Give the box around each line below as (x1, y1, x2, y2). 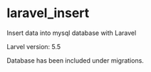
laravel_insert (6, 5, 90, 21)
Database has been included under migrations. (6, 56, 144, 65)
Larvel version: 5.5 (6, 42, 61, 51)
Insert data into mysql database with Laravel (6, 29, 137, 37)
